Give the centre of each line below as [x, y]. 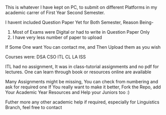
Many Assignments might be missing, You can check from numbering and [82, 82]
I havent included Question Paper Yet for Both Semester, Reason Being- [79, 22]
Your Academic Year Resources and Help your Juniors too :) [67, 92]
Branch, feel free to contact [34, 107]
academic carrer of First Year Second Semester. [55, 13]
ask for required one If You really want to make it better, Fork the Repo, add [83, 87]
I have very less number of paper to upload [57, 37]
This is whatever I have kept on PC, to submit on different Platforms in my [81, 7]
